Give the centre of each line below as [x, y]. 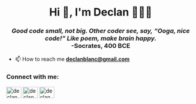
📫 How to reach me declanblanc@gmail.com [72, 59]
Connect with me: [33, 77]
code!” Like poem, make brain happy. [101, 38]
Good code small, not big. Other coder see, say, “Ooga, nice [101, 31]
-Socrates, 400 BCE [101, 46]
